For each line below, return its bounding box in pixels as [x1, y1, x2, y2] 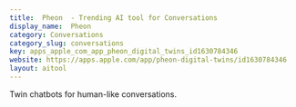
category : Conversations [9, 30, 104, 39]
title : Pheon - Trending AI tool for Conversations [9, 13, 219, 23]
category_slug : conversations [9, 38, 125, 48]
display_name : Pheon [9, 22, 92, 31]
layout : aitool [9, 64, 67, 73]
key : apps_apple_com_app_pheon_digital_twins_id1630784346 [9, 47, 239, 56]
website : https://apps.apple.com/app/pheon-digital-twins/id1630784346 [9, 55, 287, 64]
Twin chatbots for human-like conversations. [9, 88, 178, 100]
